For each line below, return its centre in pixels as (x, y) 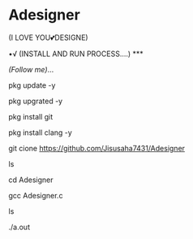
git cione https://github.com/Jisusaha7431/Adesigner (96, 148)
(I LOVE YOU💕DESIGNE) (48, 37)
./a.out (19, 227)
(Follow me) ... (31, 69)
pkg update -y (32, 85)
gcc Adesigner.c (36, 195)
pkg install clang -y (41, 133)
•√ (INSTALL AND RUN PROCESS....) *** (76, 54)
